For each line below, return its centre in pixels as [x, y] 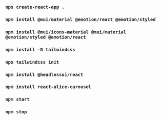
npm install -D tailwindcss [40, 49]
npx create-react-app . [35, 7]
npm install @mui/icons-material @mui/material [66, 32]
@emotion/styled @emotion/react [46, 37]
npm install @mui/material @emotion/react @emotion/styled [80, 19]
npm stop [16, 112]
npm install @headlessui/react [44, 74]
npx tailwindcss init [32, 62]
